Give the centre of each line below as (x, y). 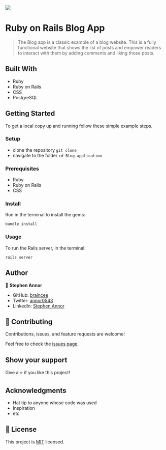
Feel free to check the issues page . (42, 344)
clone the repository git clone (45, 150)
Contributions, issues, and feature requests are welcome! (65, 334)
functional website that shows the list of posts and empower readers (89, 47)
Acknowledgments (36, 390)
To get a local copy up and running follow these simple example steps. (79, 126)
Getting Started (30, 114)
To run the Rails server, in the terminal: (45, 248)
